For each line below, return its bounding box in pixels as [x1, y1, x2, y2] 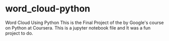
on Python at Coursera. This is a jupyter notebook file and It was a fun [5, 24, 151, 30]
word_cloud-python [5, 3, 91, 14]
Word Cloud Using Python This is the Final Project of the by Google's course [5, 19, 164, 25]
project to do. [5, 30, 33, 36]
